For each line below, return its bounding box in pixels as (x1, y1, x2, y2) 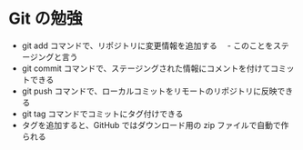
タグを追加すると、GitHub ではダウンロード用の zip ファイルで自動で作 (21, 119, 289, 130)
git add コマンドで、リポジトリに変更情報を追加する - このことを (21, 40, 274, 51)
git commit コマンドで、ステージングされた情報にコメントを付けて (21, 63, 271, 74)
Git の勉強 (8, 8, 83, 29)
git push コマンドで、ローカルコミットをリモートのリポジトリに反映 (21, 85, 278, 96)
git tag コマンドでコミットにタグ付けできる (21, 108, 184, 119)
